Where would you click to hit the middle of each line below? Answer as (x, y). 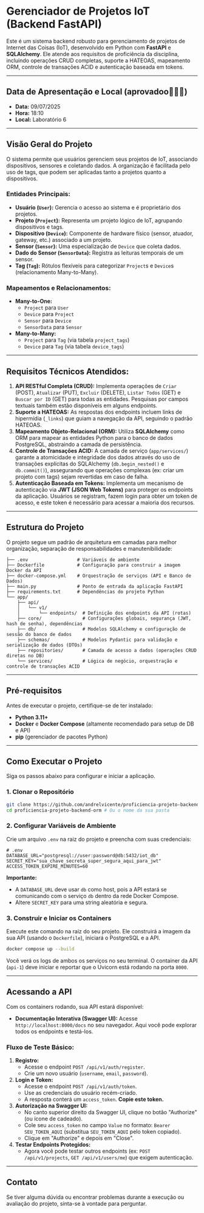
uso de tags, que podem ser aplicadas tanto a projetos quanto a (86, 172)
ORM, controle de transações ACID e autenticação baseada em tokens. (95, 67)
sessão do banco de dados (39, 634)
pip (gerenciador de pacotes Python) (61, 737)
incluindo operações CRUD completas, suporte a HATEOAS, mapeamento (98, 60)
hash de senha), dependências (45, 624)
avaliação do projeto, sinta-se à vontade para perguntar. (76, 1203)
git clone (19, 805)
